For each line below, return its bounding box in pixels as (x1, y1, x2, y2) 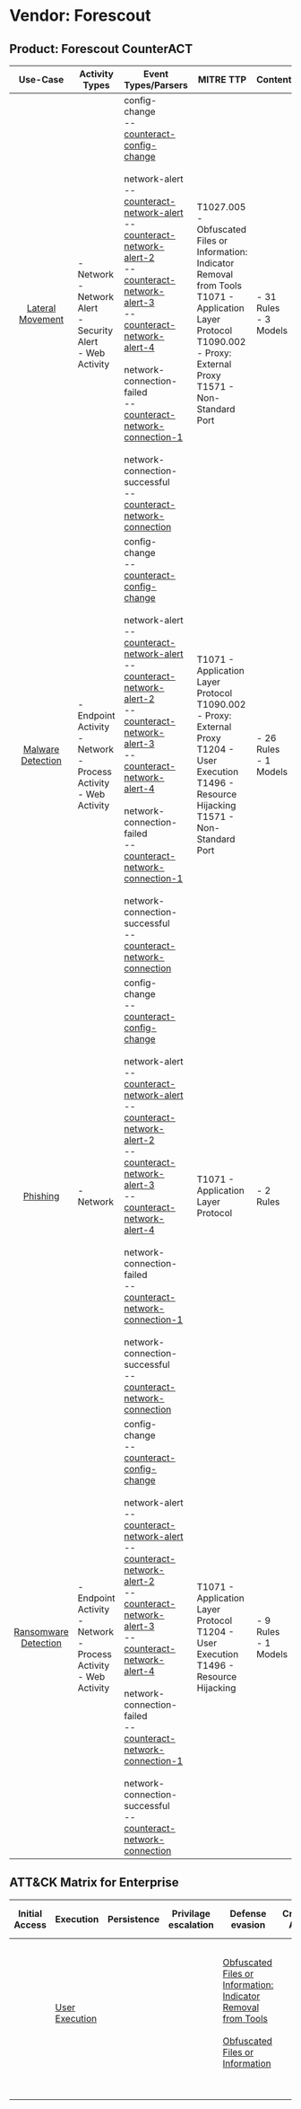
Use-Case (18, 74, 64, 85)
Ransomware (13, 1626, 69, 1637)
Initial (17, 1907, 43, 1919)
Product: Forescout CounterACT (9, 41, 193, 57)
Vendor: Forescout (9, 5, 151, 26)
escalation (168, 1919, 215, 1931)
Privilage (171, 1907, 211, 1919)
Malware (22, 743, 60, 755)
